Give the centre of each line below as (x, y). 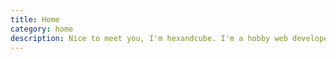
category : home (42, 29)
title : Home (35, 19)
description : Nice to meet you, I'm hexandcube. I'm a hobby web (149, 38)
